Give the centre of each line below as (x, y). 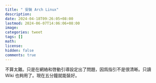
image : (12, 28)
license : (14, 46)
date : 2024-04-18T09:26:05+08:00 (39, 19)
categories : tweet (24, 32)
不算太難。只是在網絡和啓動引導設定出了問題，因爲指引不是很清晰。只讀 (78, 69)
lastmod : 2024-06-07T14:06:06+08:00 (42, 23)
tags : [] (14, 37)
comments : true (21, 55)
